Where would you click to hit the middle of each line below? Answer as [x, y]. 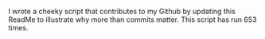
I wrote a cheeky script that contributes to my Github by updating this [122, 11]
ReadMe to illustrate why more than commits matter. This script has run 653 [132, 19]
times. [18, 28]
